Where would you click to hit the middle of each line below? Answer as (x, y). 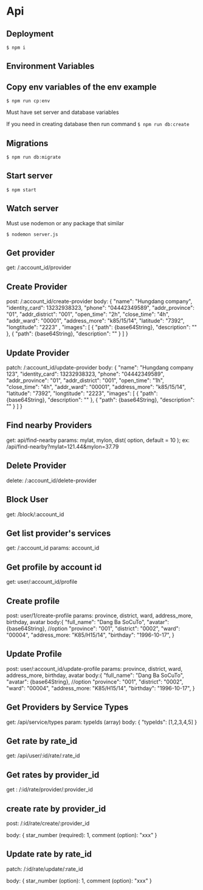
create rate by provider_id (56, 809)
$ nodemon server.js (33, 234)
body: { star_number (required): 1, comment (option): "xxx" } (82, 835)
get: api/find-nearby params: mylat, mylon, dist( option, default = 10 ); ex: (98, 440)
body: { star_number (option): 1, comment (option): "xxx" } (79, 880)
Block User (27, 499)
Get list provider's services (59, 533)
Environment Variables (50, 66)
